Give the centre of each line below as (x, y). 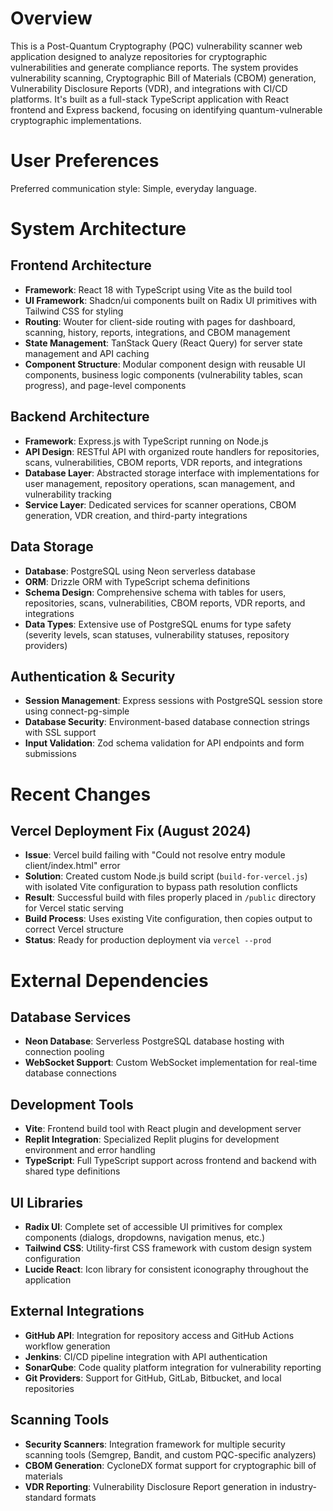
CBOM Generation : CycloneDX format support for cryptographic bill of (170, 1465)
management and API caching (87, 353)
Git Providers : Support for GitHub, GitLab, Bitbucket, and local (153, 1378)
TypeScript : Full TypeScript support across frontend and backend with (170, 1161)
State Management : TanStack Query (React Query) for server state (163, 343)
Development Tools (72, 1104)
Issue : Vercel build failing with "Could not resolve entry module (155, 855)
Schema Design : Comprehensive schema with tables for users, (155, 592)
